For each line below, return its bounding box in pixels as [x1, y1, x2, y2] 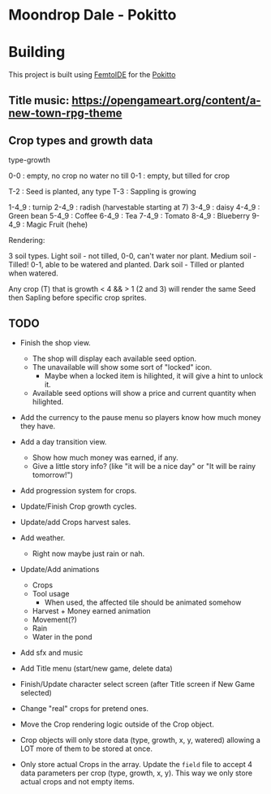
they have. [19, 421, 56, 432]
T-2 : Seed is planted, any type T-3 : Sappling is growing [8, 187, 196, 197]
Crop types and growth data [8, 133, 153, 147]
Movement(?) [32, 615, 77, 625]
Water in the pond [32, 632, 92, 642]
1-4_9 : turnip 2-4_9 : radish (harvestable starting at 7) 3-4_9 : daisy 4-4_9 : [8, 202, 260, 212]
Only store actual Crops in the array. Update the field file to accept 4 [19, 760, 253, 770]
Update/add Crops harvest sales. [19, 518, 131, 527]
